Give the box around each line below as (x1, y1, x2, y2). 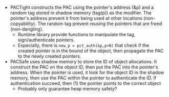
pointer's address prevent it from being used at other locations (10, 15, 142, 21)
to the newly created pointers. (17, 53, 81, 59)
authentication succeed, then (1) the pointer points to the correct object (10, 80, 161, 86)
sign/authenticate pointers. (17, 37, 75, 43)
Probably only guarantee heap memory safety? (17, 86, 117, 91)
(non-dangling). (10, 26, 44, 32)
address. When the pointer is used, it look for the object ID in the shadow (10, 69, 164, 76)
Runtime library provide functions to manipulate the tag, (17, 32, 136, 37)
